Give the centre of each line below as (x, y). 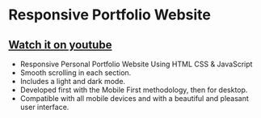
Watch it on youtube (60, 45)
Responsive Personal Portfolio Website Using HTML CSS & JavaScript (136, 64)
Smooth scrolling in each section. (76, 73)
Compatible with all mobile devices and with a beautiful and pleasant (134, 98)
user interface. (44, 107)
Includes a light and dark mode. (73, 81)
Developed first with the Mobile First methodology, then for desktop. (134, 90)
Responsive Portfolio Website (110, 15)
